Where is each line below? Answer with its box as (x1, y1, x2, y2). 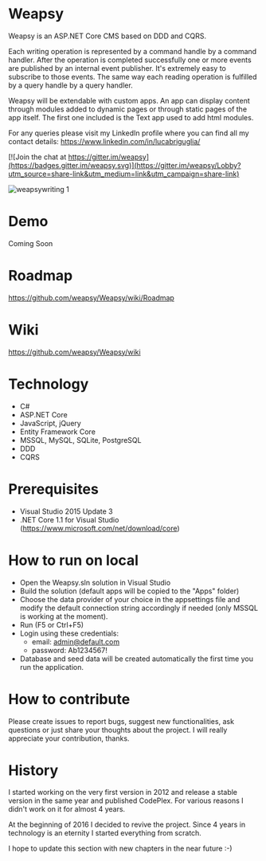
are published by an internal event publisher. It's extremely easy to (8, 63, 227, 72)
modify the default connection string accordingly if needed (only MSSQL (19, 603, 259, 612)
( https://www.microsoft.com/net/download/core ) (19, 523, 181, 533)
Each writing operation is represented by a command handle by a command (8, 46, 257, 56)
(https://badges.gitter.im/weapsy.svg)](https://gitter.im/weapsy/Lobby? (8, 160, 241, 170)
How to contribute (8, 690, 131, 708)
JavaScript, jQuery (19, 418, 81, 428)
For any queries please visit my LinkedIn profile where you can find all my (8, 128, 249, 138)
